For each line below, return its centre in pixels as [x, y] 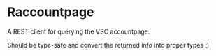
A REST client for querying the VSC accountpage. [79, 31]
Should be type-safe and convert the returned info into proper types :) [108, 45]
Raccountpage [51, 12]
